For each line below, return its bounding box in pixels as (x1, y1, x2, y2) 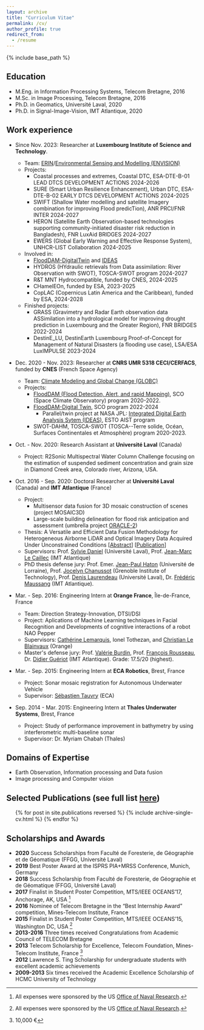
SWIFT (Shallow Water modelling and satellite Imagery (33, 198, 169, 205)
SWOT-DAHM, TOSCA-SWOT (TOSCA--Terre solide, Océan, (33, 422, 184, 430)
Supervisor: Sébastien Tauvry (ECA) (24, 692, 115, 699)
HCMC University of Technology (15, 976, 97, 983)
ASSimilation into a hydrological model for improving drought (33, 314, 186, 322)
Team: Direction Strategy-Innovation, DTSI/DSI (24, 610, 141, 617)
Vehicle (24, 685, 43, 692)
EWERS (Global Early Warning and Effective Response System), (33, 237, 192, 244)
